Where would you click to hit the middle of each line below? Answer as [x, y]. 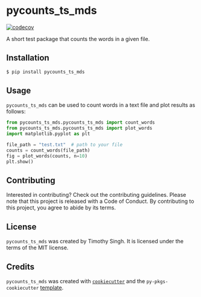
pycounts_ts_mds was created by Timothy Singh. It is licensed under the [95, 241]
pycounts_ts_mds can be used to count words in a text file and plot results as [101, 105]
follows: [16, 112]
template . [52, 288]
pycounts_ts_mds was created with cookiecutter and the [76, 281]
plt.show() [20, 161]
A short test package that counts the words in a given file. [78, 39]
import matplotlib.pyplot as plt [48, 134]
